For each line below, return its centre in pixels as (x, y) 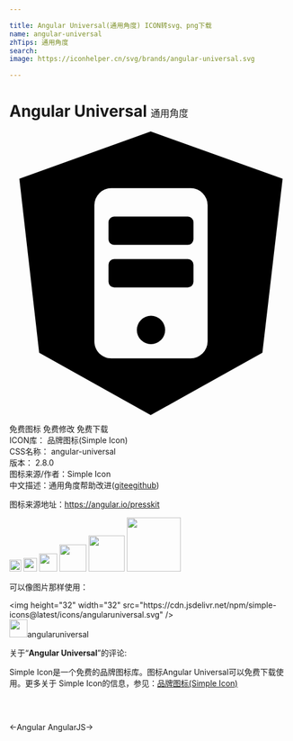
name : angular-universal (56, 34)
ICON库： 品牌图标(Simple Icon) (69, 440)
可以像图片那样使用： (49, 587)
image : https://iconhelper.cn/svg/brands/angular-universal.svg (132, 59)
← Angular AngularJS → (52, 727)
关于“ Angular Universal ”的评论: (68, 653)
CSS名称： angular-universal (63, 452)
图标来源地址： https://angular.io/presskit (84, 504)
